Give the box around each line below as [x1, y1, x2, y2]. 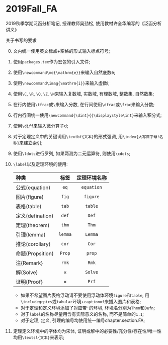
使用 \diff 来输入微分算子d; [13, 123, 68, 129]
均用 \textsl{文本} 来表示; [13, 334, 65, 340]
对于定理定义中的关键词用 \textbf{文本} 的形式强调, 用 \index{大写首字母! [13, 133, 160, 139]
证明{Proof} [15, 278, 43, 285]
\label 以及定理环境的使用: [13, 161, 68, 167]
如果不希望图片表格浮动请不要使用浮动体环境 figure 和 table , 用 [20, 292, 150, 298]
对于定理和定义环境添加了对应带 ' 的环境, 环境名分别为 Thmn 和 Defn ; [20, 305, 155, 311]
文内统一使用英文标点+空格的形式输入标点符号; [13, 48, 110, 54]
